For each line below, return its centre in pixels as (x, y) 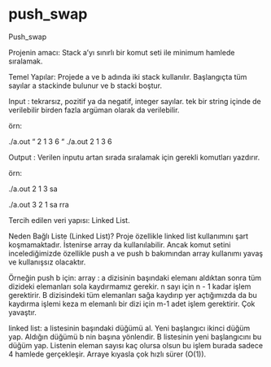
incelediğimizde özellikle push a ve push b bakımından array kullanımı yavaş (135, 253)
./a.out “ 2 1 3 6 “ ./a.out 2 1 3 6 (60, 141)
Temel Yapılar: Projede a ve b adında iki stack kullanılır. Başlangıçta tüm (128, 76)
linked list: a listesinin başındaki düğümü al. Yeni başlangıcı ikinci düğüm (129, 328)
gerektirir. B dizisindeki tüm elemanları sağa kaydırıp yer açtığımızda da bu (133, 295)
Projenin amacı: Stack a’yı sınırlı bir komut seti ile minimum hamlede (122, 52)
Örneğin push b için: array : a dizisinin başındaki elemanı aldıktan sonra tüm (135, 277)
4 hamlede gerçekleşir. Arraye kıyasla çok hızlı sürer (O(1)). (107, 354)
